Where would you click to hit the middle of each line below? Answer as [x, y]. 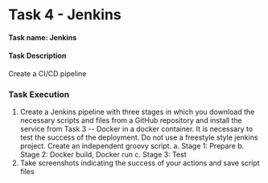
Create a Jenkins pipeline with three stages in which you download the [137, 112]
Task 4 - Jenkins [65, 15]
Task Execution [39, 94]
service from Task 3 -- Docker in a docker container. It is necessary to [136, 129]
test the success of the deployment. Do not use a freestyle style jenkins [139, 137]
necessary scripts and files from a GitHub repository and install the [131, 120]
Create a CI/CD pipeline [47, 73]
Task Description [37, 56]
